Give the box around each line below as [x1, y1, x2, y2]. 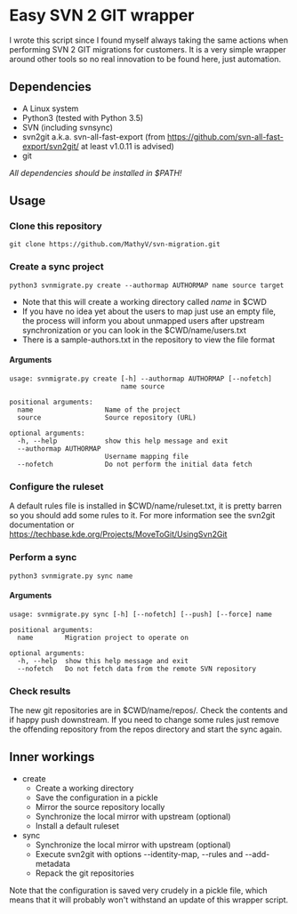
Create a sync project [9, 261, 104, 273]
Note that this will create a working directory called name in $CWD [21, 296, 267, 307]
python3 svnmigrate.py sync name [9, 571, 133, 581]
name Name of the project [17, 405, 181, 414]
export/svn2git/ [21, 140, 80, 151]
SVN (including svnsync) [21, 122, 114, 132]
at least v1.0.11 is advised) [80, 140, 175, 151]
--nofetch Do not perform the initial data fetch [17, 460, 253, 469]
